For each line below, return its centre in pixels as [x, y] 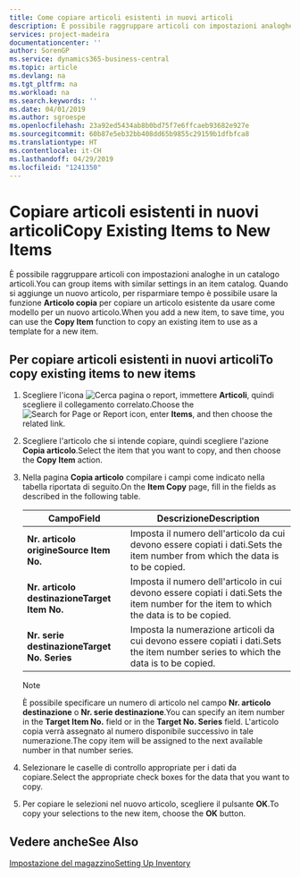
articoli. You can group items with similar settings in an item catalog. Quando [149, 284]
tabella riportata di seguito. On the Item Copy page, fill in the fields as [149, 487]
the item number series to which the [205, 652]
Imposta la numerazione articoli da [202, 630]
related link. [44, 424]
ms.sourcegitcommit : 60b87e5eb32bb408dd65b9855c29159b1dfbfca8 [129, 134]
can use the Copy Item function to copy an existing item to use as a [133, 322]
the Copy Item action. [62, 460]
